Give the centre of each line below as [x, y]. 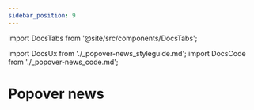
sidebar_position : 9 [42, 15]
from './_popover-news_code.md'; [63, 62]
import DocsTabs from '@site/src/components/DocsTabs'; [103, 38]
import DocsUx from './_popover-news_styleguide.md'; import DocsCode [127, 53]
